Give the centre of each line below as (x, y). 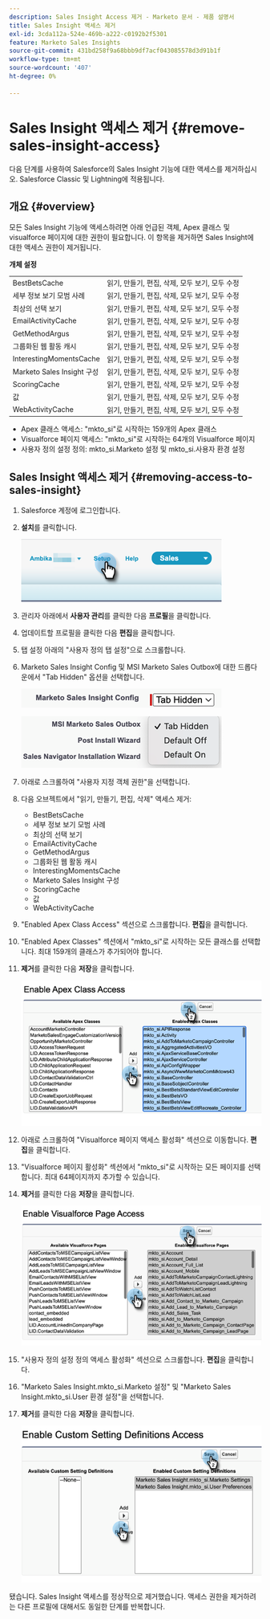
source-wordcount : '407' (50, 68)
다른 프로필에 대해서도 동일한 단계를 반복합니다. (91, 1607)
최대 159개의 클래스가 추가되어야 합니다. (101, 951)
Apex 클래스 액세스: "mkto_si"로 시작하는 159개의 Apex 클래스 (119, 429)
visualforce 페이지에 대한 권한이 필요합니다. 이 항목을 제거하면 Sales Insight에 (132, 238)
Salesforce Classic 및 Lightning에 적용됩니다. (92, 179)
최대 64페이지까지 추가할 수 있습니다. (103, 1177)
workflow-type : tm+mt (45, 59)
